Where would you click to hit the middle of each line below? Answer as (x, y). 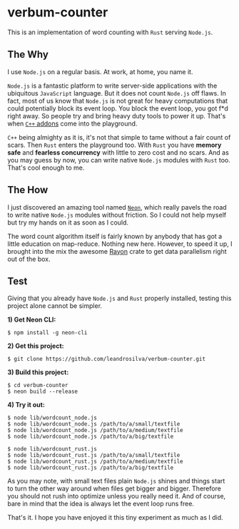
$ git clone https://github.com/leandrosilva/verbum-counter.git (106, 359)
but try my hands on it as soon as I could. (68, 222)
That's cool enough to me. (46, 168)
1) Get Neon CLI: (32, 320)
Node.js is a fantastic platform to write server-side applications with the (112, 86)
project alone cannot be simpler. (55, 306)
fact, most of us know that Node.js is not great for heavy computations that (118, 101)
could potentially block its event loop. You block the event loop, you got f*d (118, 108)
